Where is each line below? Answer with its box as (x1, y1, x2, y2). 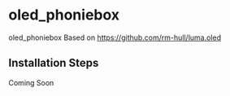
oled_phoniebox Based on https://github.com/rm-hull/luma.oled (8, 33, 222, 42)
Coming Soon (8, 77, 54, 87)
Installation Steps (8, 56, 99, 70)
